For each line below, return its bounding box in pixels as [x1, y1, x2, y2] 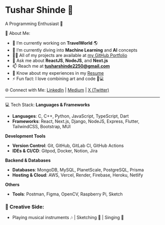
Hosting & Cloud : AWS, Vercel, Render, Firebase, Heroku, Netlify [12, 172, 143, 178]
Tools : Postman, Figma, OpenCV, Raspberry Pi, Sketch [12, 191, 123, 197]
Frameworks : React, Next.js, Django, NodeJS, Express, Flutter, [12, 118, 139, 124]
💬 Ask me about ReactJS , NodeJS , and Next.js [12, 57, 108, 63]
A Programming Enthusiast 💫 [5, 21, 63, 27]
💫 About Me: [5, 30, 30, 36]
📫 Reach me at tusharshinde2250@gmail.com [12, 63, 110, 69]
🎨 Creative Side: [5, 203, 44, 210]
